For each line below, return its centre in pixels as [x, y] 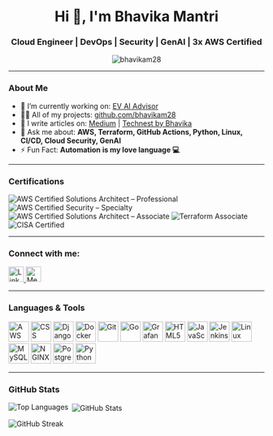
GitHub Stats [34, 389]
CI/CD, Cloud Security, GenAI [71, 140]
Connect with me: [44, 253]
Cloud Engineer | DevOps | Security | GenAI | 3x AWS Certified [136, 42]
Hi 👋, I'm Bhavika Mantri [136, 17]
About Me [28, 88]
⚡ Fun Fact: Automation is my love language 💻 [100, 149]
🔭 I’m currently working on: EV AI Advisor [89, 106]
